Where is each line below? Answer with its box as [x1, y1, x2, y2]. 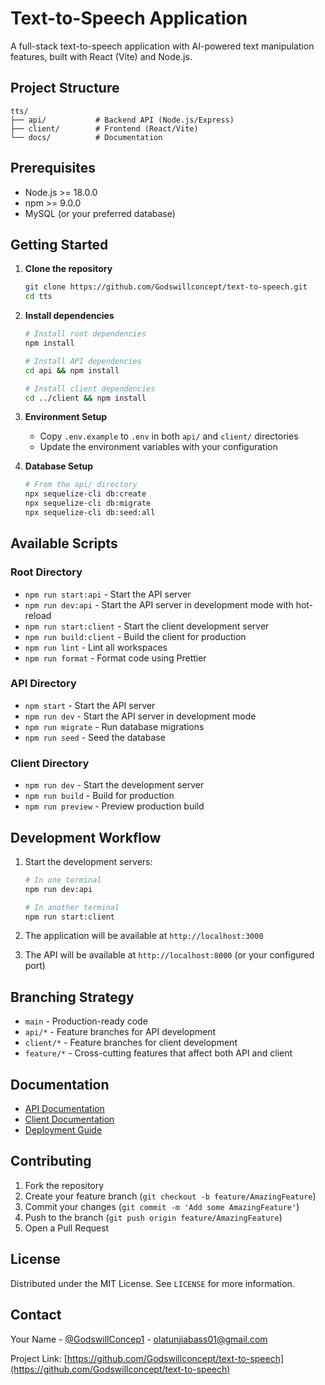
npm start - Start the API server [24, 699, 156, 711]
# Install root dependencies [24, 329, 147, 339]
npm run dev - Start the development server [24, 779, 205, 791]
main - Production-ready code [24, 1015, 148, 1027]
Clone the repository [24, 263, 113, 275]
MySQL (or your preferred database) [24, 207, 176, 219]
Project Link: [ [10, 1352, 68, 1364]
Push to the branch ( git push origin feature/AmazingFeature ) [24, 1211, 283, 1223]
